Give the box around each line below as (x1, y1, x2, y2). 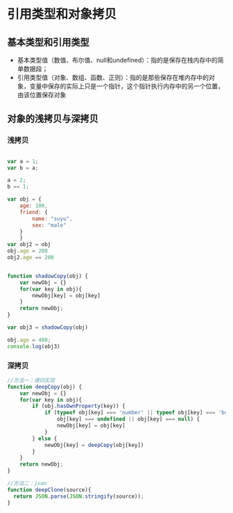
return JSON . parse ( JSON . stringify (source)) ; (13, 493, 144, 500)
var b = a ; (7, 164, 39, 171)
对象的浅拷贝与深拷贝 (7, 113, 98, 125)
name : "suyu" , (32, 215, 73, 222)
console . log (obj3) (7, 343, 60, 350)
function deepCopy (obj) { (7, 383, 82, 390)
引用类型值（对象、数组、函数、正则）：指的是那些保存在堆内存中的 (17, 74, 209, 81)
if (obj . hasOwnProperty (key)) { (32, 402, 126, 410)
